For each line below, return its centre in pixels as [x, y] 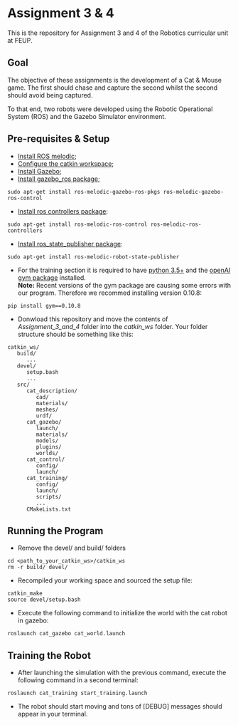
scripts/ [49, 496]
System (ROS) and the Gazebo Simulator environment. [87, 116]
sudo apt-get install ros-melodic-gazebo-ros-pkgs [84, 192]
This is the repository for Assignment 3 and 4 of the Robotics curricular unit [118, 33]
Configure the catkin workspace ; [66, 163]
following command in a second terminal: [78, 680]
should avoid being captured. [50, 95]
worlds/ [47, 453]
